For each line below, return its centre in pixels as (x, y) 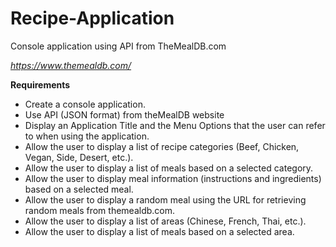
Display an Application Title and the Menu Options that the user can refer (175, 125)
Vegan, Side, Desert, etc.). (79, 157)
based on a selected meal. (79, 189)
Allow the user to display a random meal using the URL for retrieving (165, 199)
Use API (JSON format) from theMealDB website (124, 114)
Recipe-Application (92, 18)
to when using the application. (87, 136)
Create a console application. (85, 104)
